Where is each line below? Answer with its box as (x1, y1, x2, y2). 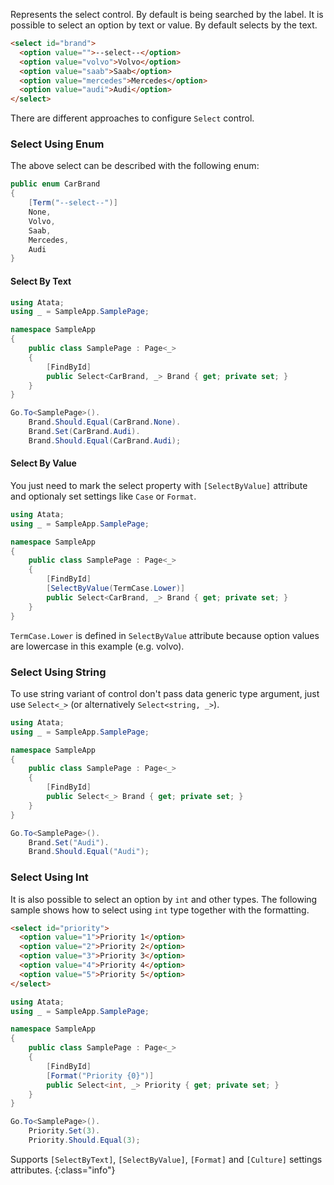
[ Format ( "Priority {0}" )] (46, 1070, 155, 1081)
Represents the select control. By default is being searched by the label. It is (10, 9, 324, 20)
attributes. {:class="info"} (10, 1164, 116, 1176)
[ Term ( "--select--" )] (28, 198, 118, 208)
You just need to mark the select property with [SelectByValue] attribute (10, 479, 308, 491)
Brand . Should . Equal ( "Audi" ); (28, 847, 150, 857)
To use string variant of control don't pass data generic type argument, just (10, 687, 320, 699)
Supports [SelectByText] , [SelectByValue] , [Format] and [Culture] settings (10, 1153, 323, 1165)
